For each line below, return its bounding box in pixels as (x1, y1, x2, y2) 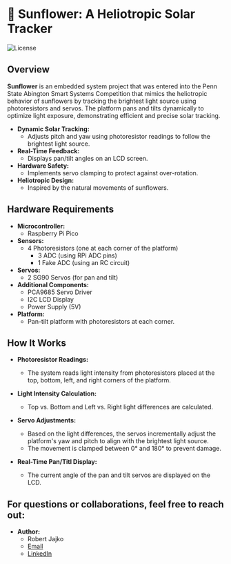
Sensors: (17, 236, 44, 244)
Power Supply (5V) (27, 302, 81, 311)
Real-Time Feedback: (17, 146, 80, 155)
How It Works (7, 337, 67, 349)
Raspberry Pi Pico (27, 229, 79, 237)
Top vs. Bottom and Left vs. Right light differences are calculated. (27, 403, 214, 411)
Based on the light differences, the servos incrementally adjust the (27, 429, 216, 438)
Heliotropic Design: (17, 176, 74, 184)
